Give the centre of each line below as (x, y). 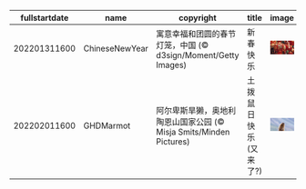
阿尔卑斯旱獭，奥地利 (196, 110)
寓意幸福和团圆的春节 (196, 34)
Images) (172, 65)
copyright (198, 17)
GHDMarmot (107, 125)
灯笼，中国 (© (183, 45)
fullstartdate (45, 17)
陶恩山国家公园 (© (190, 122)
